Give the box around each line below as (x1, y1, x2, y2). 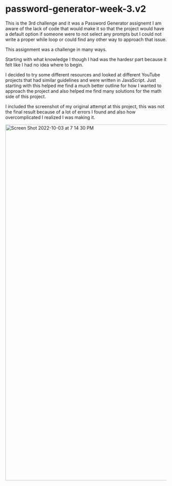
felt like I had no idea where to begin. (5, 62, 83, 68)
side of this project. (5, 93, 46, 99)
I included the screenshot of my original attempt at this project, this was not (5, 103, 165, 109)
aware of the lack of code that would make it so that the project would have (5, 25, 165, 31)
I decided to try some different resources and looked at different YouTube (5, 71, 160, 77)
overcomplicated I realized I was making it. (5, 114, 96, 120)
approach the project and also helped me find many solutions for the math (5, 88, 162, 94)
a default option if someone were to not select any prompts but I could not (5, 31, 162, 37)
